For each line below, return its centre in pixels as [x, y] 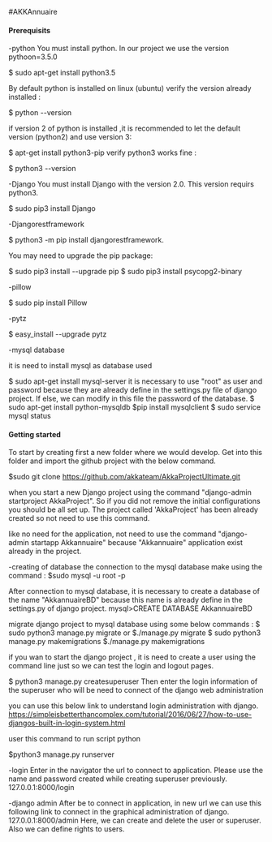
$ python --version [40, 113]
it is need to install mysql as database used [80, 366]
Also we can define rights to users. [67, 829]
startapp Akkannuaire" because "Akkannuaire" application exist [137, 543]
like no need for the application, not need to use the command [112, 534]
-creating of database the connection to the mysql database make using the [135, 567]
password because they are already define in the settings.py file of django [133, 390]
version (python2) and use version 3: [70, 137]
